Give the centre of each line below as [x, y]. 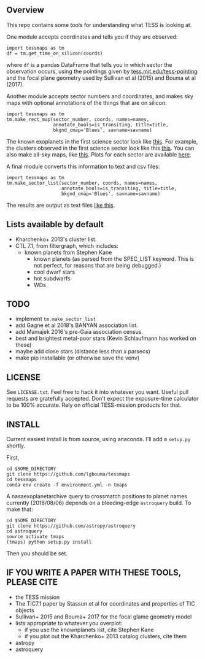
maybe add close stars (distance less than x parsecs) [83, 352]
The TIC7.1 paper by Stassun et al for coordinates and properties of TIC [105, 603]
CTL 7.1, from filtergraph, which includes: [67, 245]
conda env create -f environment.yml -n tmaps [67, 485]
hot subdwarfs [52, 278]
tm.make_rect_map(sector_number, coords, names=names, [78, 119]
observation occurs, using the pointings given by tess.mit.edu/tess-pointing [102, 71]
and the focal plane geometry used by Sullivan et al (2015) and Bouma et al [101, 78]
